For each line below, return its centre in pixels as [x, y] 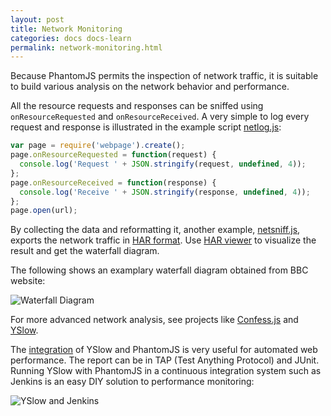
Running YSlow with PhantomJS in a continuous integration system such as [166, 371]
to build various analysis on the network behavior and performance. [150, 87]
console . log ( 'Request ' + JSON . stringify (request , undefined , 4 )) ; [163, 164]
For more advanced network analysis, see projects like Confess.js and [154, 320]
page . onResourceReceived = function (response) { [113, 182]
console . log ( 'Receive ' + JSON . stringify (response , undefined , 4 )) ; [165, 192]
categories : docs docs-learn [71, 38]
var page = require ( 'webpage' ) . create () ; [98, 146]
